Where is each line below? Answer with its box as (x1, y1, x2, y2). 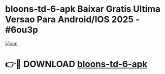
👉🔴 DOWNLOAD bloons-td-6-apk (5, 59, 148, 70)
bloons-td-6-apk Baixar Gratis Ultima (5, 3, 161, 15)
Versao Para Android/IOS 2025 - (5, 14, 140, 25)
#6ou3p (5, 25, 38, 35)
